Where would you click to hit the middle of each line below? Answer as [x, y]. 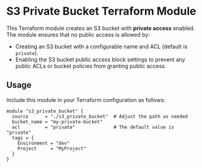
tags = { [23, 138]
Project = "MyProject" [52, 148]
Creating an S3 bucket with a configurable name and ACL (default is [101, 46]
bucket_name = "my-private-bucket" [57, 122]
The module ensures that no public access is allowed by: [78, 34]
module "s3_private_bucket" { [45, 111]
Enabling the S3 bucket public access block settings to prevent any [100, 59]
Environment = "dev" [44, 143]
